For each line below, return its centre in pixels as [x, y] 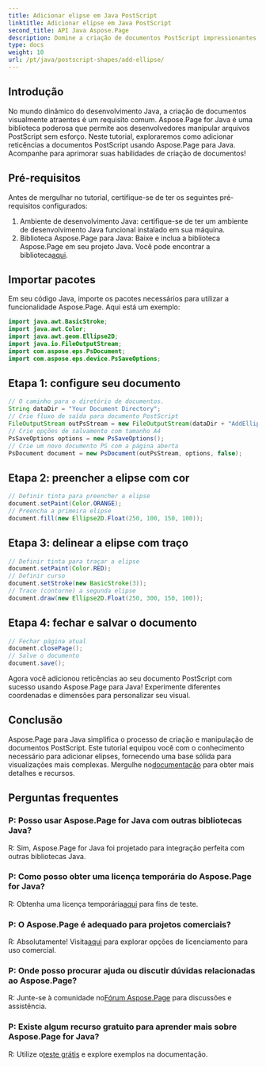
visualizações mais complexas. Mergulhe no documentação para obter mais [131, 764]
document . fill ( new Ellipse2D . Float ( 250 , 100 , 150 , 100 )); [106, 518]
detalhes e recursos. [42, 773]
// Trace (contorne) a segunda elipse [72, 591]
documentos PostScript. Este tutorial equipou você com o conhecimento [126, 747]
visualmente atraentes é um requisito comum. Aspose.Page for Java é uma [131, 119]
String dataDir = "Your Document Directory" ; [84, 409]
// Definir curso [37, 576]
